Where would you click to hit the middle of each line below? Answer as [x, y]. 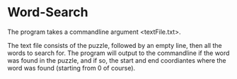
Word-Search [48, 12]
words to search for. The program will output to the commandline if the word [118, 53]
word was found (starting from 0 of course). [71, 68]
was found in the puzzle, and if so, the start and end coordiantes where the [117, 60]
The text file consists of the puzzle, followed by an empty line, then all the [115, 45]
